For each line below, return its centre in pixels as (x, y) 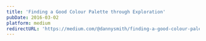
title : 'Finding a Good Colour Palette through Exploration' (86, 12)
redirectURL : (23, 29)
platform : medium (29, 23)
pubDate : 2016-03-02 (33, 17)
